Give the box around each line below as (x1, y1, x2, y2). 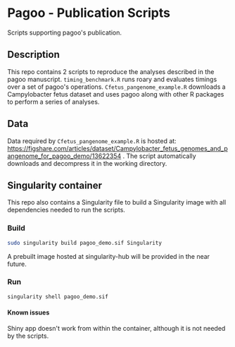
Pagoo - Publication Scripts (7, 5, 171, 21)
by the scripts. (7, 331, 49, 340)
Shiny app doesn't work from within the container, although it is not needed (7, 324, 226, 332)
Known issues (7, 308, 50, 317)
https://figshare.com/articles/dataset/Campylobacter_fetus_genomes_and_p (7, 144, 229, 152)
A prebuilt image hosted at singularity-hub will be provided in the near (7, 252, 210, 260)
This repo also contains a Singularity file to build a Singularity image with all (7, 198, 227, 207)
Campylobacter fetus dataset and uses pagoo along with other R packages (7, 90, 224, 98)
